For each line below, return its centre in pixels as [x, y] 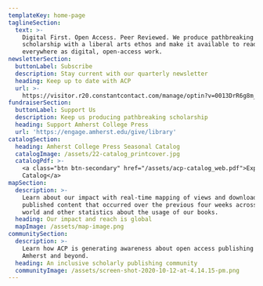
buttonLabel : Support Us [56, 110]
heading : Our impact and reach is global [84, 219]
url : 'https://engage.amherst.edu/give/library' [96, 132]
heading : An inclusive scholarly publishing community [106, 263]
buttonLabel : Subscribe [54, 67]
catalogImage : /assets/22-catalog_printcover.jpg [97, 154]
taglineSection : [34, 23]
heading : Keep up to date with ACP [73, 81]
